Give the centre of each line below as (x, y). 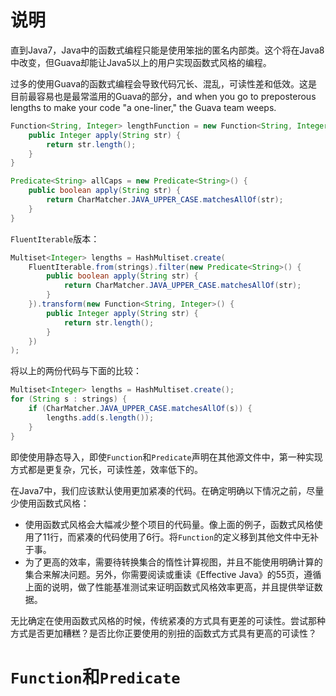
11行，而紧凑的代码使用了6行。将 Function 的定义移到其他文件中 (172, 537)
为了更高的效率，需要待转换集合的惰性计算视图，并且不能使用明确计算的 (173, 562)
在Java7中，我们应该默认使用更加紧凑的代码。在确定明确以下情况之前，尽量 (167, 490)
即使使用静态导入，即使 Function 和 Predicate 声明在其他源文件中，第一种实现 (166, 457)
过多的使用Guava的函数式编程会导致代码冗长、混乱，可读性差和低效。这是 (164, 83)
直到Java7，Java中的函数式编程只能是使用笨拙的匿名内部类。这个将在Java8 (167, 50)
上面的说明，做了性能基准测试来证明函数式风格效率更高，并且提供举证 (169, 587)
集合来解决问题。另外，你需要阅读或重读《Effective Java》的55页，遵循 (173, 574)
